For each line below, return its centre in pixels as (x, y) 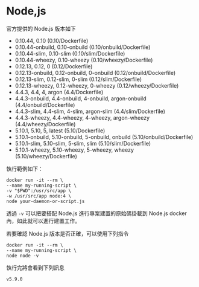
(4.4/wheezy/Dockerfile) (45, 124)
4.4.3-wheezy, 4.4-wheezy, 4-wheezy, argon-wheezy (82, 118)
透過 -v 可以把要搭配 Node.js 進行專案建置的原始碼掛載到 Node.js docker (96, 213)
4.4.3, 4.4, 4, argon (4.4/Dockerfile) (59, 92)
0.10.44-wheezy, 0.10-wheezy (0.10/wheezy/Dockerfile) (84, 60)
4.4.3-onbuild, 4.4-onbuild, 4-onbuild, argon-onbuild (81, 98)
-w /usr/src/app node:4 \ (39, 196)
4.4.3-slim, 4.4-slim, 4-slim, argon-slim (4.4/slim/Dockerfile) (90, 111)
